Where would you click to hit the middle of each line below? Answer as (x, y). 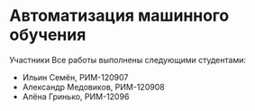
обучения (48, 35)
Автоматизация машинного (119, 16)
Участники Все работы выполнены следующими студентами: (127, 60)
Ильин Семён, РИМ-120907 (75, 77)
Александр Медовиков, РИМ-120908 (93, 87)
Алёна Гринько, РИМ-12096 (76, 97)
